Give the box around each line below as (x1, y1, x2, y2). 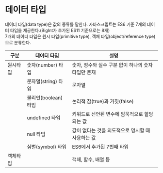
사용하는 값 (72, 134, 96, 141)
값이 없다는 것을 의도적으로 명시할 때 (72, 127, 150, 134)
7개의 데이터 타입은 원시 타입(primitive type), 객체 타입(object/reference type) (5, 33, 156, 39)
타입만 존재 (72, 69, 96, 76)
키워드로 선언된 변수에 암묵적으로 (72, 110, 143, 117)
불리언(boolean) (27, 94, 63, 101)
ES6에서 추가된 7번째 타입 (72, 143, 129, 150)
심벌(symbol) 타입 (27, 143, 67, 150)
